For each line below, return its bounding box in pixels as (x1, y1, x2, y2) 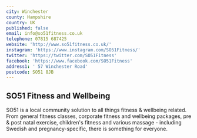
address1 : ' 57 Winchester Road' (6, 63, 88, 70)
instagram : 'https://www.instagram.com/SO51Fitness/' (6, 47, 141, 53)
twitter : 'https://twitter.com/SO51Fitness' (6, 52, 117, 58)
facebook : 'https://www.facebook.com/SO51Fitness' (6, 58, 133, 64)
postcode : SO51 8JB (6, 69, 54, 75)
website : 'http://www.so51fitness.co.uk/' (6, 42, 112, 48)
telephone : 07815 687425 (6, 36, 67, 42)
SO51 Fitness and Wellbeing (6, 91, 111, 101)
